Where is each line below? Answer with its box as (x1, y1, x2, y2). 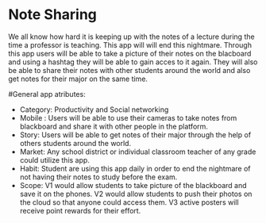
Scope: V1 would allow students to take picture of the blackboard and (19, 180, 248, 190)
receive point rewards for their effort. (19, 206, 141, 215)
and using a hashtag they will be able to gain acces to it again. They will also (8, 57, 258, 67)
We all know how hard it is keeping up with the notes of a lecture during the (8, 32, 256, 41)
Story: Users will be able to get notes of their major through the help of (19, 129, 252, 140)
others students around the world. (19, 138, 132, 148)
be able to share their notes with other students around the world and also (8, 65, 251, 75)
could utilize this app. (19, 155, 90, 164)
